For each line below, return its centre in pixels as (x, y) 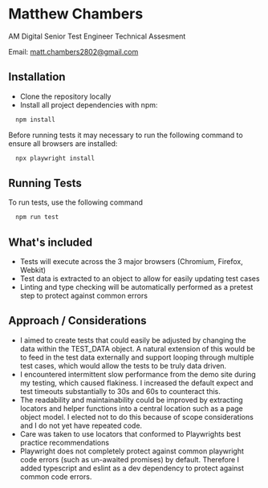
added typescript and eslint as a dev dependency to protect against (132, 468)
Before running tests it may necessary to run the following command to (126, 135)
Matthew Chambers (76, 14)
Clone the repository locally (65, 96)
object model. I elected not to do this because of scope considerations (137, 417)
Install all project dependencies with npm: (89, 104)
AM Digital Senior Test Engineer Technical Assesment (97, 36)
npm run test (37, 218)
